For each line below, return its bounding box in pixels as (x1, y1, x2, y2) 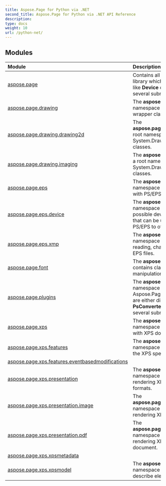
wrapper (132, 110, 153, 117)
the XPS (132, 350, 152, 357)
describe (132, 472, 154, 479)
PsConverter (132, 303, 164, 310)
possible (132, 211, 153, 218)
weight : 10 (5, 26, 28, 31)
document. (132, 444, 158, 451)
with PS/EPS (132, 190, 162, 197)
